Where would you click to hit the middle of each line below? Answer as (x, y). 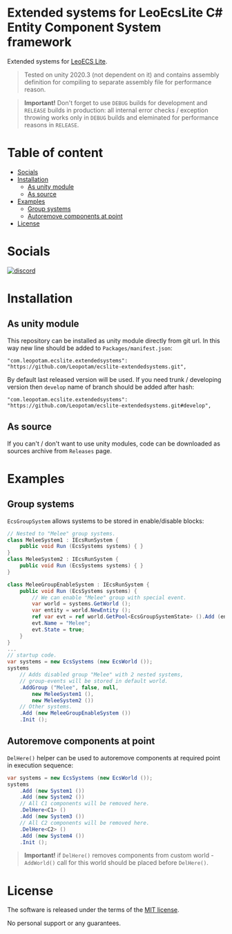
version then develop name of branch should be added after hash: (101, 387)
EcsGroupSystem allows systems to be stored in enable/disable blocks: (106, 521)
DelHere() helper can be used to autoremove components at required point (114, 758)
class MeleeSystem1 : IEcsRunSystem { (63, 540)
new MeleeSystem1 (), (63, 694)
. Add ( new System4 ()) (52, 836)
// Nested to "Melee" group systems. (61, 533)
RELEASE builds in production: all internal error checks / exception (116, 110)
